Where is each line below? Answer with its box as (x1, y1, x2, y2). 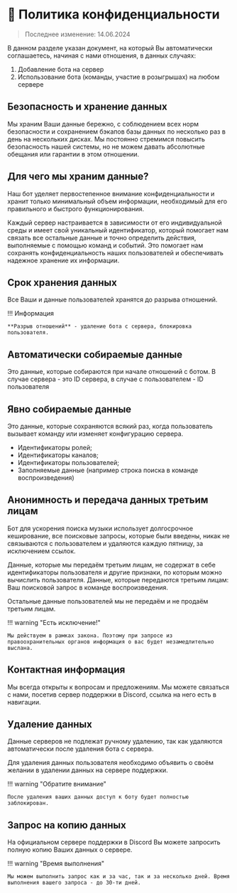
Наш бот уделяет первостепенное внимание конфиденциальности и (7, 189, 215, 198)
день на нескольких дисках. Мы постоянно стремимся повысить (7, 134, 206, 143)
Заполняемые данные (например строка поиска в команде (17, 466, 199, 474)
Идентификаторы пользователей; (17, 459, 119, 466)
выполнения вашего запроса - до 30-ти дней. (7, 879, 141, 887)
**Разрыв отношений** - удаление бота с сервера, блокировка (7, 323, 192, 330)
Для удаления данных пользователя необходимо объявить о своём (7, 759, 214, 767)
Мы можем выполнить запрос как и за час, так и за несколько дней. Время (7, 873, 231, 880)
